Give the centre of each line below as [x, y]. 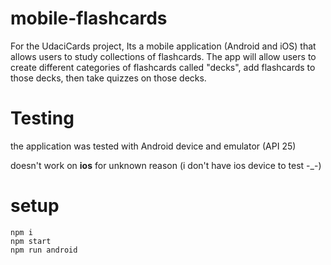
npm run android [44, 250]
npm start [31, 241]
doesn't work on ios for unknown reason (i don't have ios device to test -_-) [166, 165]
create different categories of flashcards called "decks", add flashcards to [163, 67]
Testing [42, 118]
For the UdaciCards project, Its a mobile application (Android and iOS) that [163, 46]
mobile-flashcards [89, 18]
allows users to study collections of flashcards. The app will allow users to [163, 56]
